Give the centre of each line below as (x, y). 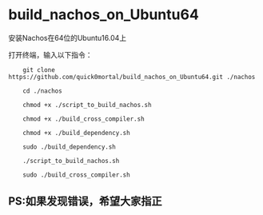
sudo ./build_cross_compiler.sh (76, 175)
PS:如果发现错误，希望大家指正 (85, 201)
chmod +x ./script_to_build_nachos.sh (87, 105)
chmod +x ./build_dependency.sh (76, 133)
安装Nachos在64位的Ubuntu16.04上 (68, 38)
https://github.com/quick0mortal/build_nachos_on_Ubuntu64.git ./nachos (132, 77)
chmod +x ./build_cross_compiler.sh (84, 119)
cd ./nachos (42, 91)
